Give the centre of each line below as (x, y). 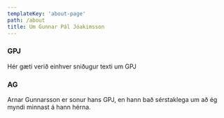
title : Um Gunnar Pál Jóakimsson (56, 27)
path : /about (26, 20)
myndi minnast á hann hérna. (49, 107)
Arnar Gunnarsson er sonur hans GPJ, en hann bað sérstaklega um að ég (112, 99)
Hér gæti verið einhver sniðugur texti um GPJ (72, 66)
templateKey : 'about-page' (47, 14)
